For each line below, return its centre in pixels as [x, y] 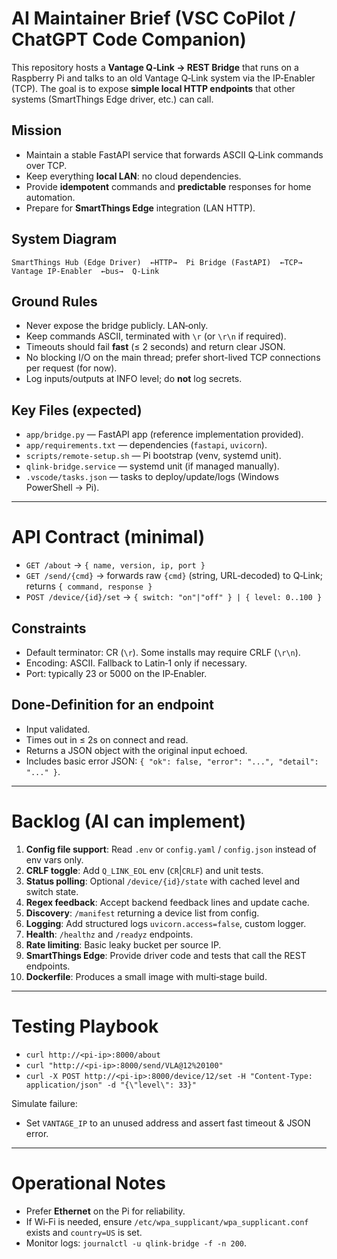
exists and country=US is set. [84, 1232]
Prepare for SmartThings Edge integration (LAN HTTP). [140, 208]
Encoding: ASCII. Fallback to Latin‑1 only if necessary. [136, 663]
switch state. [52, 891]
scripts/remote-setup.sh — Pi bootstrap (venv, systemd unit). [153, 456]
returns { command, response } [89, 586]
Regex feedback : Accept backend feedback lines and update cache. [167, 902]
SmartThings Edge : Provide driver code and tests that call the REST [166, 955]
